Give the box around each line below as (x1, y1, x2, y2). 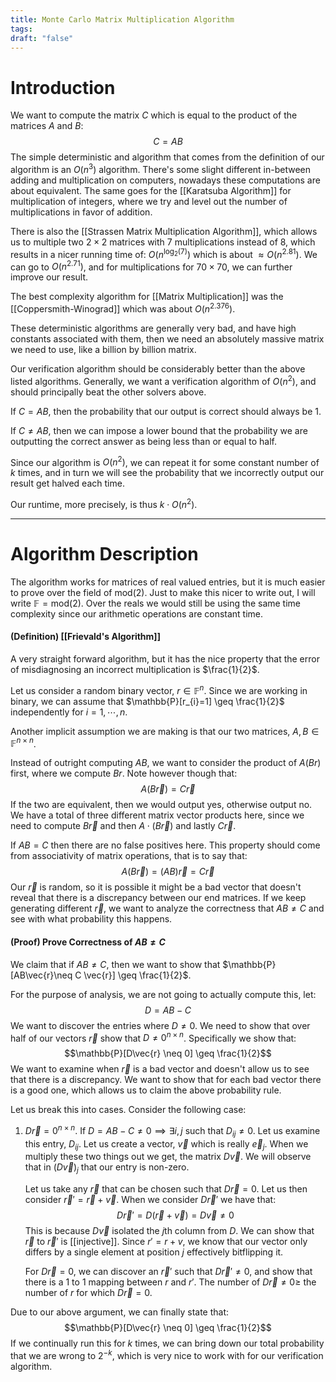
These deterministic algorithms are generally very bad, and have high (10, 322, 297, 334)
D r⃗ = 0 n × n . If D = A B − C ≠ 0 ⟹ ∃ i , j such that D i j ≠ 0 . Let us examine (24, 1123, 321, 1139)
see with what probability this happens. (10, 913, 173, 925)
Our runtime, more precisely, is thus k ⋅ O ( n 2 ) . (10, 497, 198, 510)
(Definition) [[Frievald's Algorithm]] (10, 631, 161, 643)
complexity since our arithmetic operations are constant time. (10, 607, 264, 620)
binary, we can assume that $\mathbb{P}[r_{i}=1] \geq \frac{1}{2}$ (10, 695, 285, 707)
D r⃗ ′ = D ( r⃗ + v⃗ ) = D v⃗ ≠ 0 (116, 1209, 235, 1221)
